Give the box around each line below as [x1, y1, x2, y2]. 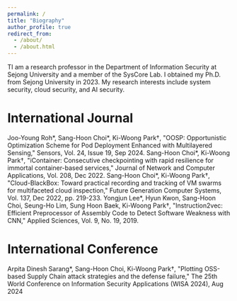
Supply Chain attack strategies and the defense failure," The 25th [27, 272, 218, 280]
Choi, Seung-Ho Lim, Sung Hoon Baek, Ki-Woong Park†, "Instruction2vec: [7, 201, 223, 210]
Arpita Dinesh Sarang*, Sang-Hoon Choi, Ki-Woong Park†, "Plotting [7, 264, 203, 273]
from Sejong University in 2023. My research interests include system [7, 78, 211, 86]
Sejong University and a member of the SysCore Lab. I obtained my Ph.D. [7, 70, 221, 79]
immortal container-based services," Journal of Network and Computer [7, 164, 216, 172]
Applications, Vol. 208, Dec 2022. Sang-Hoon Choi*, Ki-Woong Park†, [7, 171, 210, 179]
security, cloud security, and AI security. [7, 86, 125, 93]
